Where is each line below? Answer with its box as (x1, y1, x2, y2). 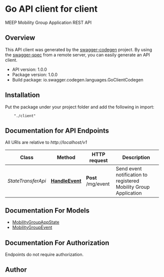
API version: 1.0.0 (12, 66, 47, 72)
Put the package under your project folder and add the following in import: (5, 104, 155, 110)
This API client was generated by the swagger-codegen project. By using (5, 46, 152, 52)
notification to (115, 172, 148, 178)
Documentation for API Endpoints (5, 126, 109, 135)
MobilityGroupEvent (12, 224, 53, 230)
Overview (5, 34, 36, 42)
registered (115, 178, 140, 184)
